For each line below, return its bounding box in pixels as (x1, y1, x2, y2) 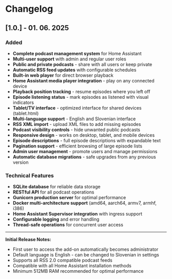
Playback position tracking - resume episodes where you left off (12, 88, 150, 95)
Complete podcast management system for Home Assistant (12, 50, 142, 56)
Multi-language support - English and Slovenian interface (12, 116, 136, 122)
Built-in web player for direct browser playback (12, 72, 114, 78)
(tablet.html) (12, 110, 39, 116)
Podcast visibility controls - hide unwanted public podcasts (12, 126, 141, 133)
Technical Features (5, 172, 54, 179)
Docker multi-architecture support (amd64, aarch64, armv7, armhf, (12, 200, 157, 206)
